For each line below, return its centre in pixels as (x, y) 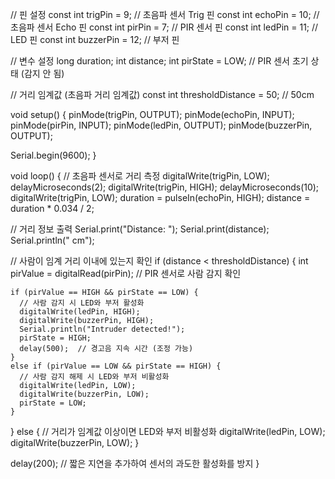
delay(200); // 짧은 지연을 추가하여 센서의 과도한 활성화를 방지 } (135, 463)
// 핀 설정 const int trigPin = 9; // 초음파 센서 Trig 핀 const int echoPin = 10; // (165, 14)
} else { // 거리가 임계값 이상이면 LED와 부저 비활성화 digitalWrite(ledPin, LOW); (168, 431)
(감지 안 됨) (42, 73)
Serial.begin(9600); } (53, 155)
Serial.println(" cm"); (52, 240)
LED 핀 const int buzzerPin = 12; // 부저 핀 (95, 39)
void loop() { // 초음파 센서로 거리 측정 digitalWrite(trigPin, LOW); (140, 176)
